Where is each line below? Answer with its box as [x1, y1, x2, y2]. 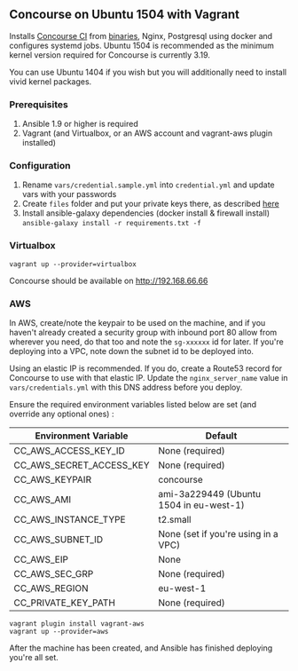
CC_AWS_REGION [13, 582, 89, 594]
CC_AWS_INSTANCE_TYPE [13, 514, 126, 525]
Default [205, 430, 238, 442]
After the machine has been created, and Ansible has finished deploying [9, 643, 273, 653]
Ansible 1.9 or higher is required [21, 119, 139, 130]
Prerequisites [9, 98, 68, 110]
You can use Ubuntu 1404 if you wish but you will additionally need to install [9, 67, 286, 77]
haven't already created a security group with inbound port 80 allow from [9, 328, 278, 337]
